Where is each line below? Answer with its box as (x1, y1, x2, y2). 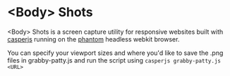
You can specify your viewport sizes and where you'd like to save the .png (7, 49, 224, 57)
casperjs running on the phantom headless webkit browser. (7, 34, 180, 43)
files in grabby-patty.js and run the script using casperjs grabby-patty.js (7, 56, 221, 64)
